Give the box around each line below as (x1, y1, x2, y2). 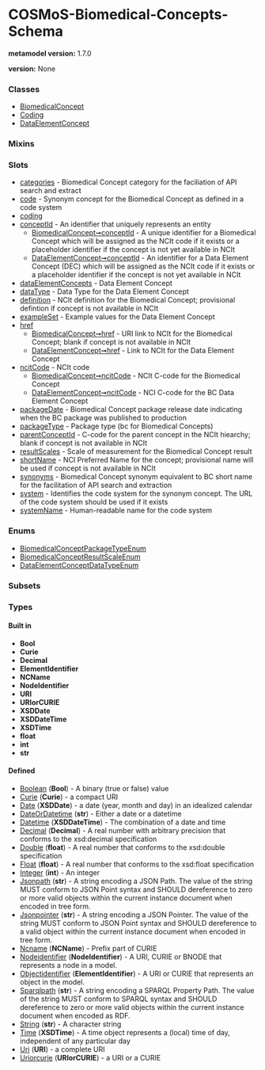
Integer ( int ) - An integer (19, 868, 100, 877)
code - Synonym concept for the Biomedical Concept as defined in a (19, 194, 244, 204)
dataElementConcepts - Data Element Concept (19, 279, 172, 288)
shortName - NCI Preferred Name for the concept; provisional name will (19, 455, 254, 465)
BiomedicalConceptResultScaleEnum (19, 552, 141, 562)
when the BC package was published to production (19, 413, 187, 423)
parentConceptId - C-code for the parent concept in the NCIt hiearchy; (19, 430, 251, 440)
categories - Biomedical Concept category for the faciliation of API (19, 177, 237, 187)
